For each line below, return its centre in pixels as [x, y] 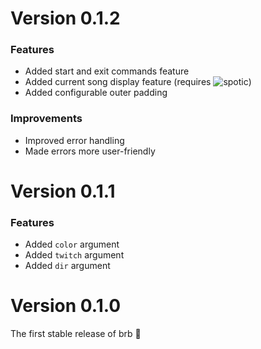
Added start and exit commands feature [107, 71]
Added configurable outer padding [96, 93]
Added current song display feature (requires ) [138, 82]
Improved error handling [74, 140]
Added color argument [72, 244]
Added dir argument [67, 266]
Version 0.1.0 [66, 306]
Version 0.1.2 [65, 18]
